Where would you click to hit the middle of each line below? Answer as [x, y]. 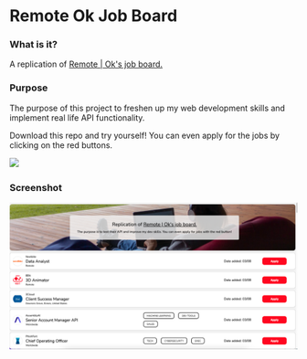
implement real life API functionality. [77, 117]
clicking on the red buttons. [61, 145]
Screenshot [36, 187]
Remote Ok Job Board [94, 16]
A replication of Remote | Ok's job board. [86, 64]
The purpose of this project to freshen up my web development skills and [148, 108]
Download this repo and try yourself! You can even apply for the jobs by [145, 135]
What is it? [33, 45]
